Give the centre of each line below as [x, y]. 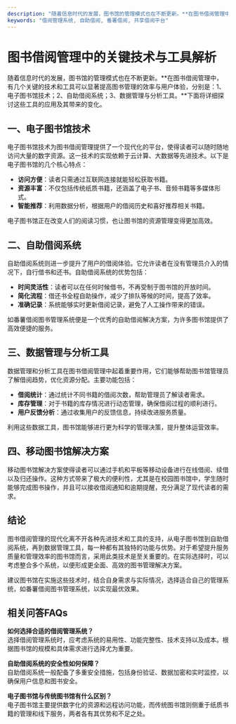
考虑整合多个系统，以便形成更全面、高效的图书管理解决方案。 [97, 565]
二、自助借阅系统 [44, 245]
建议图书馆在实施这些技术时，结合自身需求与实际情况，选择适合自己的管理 [115, 580]
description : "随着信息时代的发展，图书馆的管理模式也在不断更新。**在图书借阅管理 [116, 14]
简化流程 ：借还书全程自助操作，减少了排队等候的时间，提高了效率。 [116, 296]
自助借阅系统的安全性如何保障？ [53, 664]
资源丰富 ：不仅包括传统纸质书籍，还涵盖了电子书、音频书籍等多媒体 [116, 188]
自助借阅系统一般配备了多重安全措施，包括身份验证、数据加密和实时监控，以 [118, 673]
